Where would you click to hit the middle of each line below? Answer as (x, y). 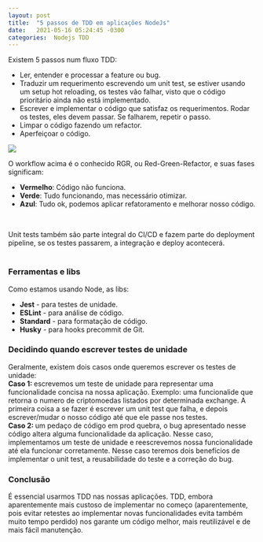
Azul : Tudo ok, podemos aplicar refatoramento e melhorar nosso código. (137, 204)
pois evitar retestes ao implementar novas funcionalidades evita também (126, 514)
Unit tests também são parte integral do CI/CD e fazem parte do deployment (131, 235)
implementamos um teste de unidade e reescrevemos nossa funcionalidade (131, 442)
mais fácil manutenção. (46, 530)
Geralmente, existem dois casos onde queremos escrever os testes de (122, 366)
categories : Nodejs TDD (49, 37)
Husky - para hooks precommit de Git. (82, 329)
